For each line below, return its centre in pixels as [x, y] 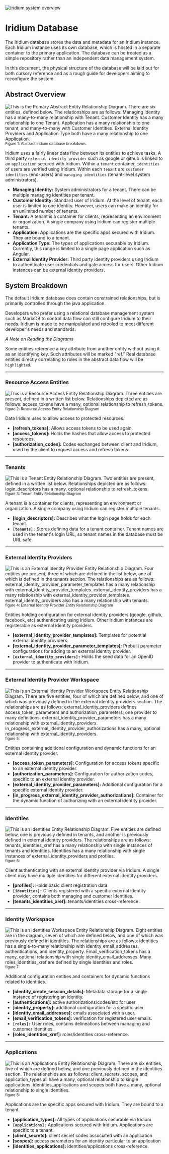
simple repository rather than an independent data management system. [80, 58]
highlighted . [18, 365]
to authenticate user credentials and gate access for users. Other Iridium [88, 264]
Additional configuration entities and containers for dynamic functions [78, 977]
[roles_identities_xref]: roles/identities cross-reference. [71, 1035]
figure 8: [13, 1095]
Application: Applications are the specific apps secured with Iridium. [84, 232]
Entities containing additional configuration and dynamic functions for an [80, 748]
